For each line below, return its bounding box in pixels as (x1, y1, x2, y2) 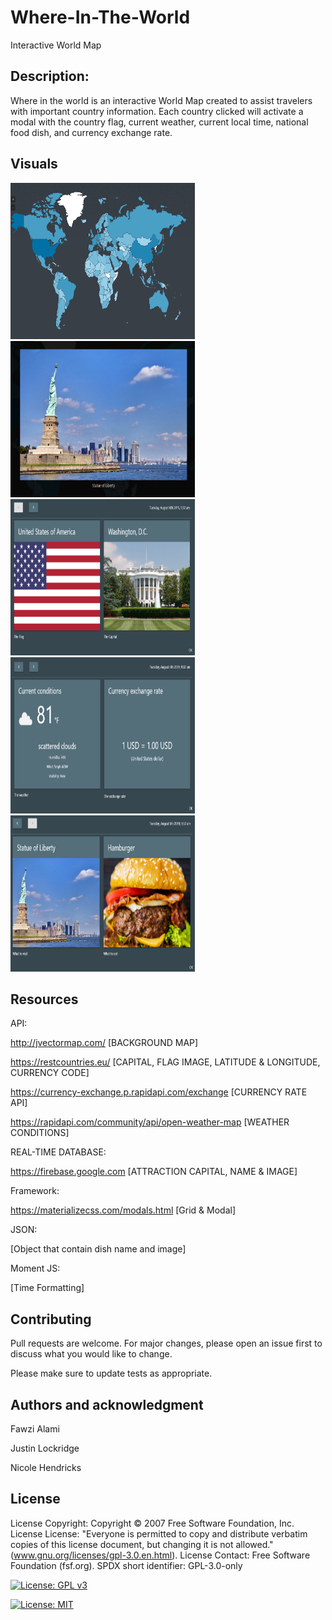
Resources (10, 991, 79, 1008)
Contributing (10, 1311, 92, 1328)
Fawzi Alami (10, 1423, 60, 1435)
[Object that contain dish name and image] (10, 1243, 187, 1255)
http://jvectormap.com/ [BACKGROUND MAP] (10, 1037, 199, 1049)
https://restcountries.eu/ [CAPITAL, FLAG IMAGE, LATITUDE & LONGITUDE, (10, 1056, 321, 1068)
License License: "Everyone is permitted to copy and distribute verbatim (10, 1527, 308, 1540)
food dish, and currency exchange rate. (10, 126, 173, 138)
